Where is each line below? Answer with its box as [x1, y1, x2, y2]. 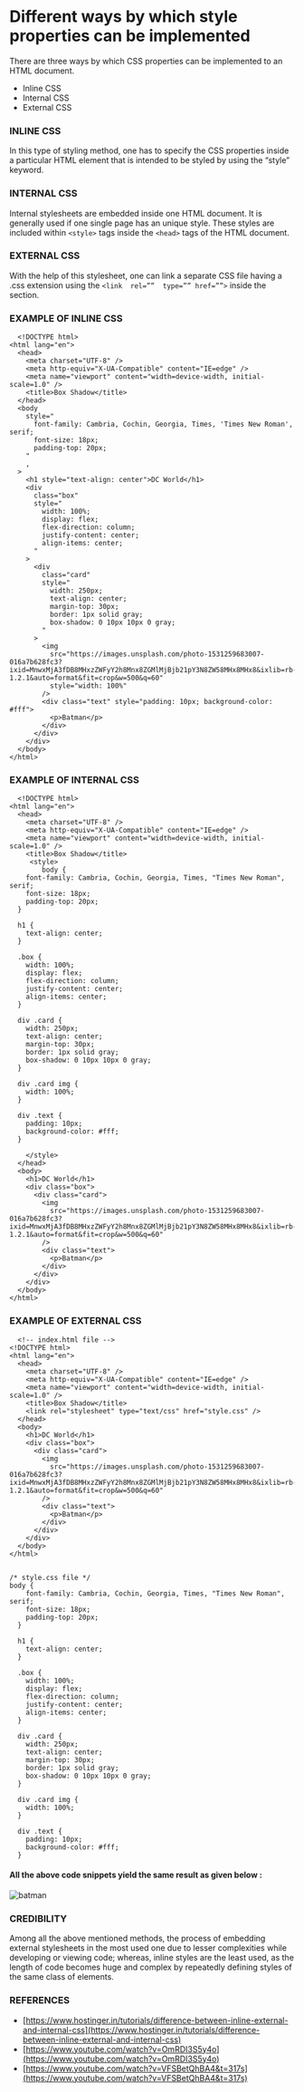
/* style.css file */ [9, 1573, 91, 1582]
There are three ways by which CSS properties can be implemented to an [9, 55, 283, 66]
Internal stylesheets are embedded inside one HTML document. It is [9, 207, 262, 218]
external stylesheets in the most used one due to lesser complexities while [9, 1943, 288, 1953]
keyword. [9, 165, 44, 176]
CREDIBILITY [9, 1912, 68, 1924]
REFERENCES [9, 1994, 71, 2007]
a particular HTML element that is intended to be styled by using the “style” [9, 155, 290, 166]
